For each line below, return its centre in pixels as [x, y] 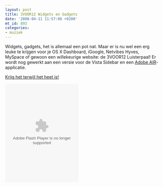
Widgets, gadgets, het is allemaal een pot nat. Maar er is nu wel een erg [77, 47]
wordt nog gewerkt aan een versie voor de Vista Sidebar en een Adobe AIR [81, 62]
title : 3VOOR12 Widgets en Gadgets [41, 14]
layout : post [18, 10]
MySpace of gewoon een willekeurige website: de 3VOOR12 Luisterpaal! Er [81, 57]
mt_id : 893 [16, 23]
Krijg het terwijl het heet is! [32, 77]
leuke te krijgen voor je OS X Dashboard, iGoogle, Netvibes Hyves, [72, 52]
